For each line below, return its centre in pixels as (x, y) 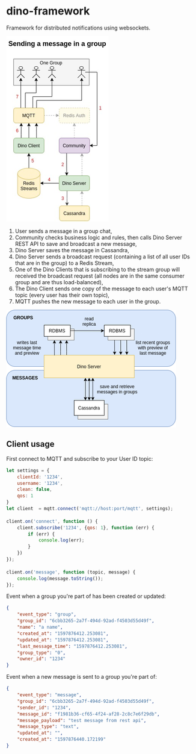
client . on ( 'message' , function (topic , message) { (71, 572)
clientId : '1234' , (40, 477)
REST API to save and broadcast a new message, (76, 244)
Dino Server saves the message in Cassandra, (72, 250)
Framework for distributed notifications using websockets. (78, 28)
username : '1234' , (40, 483)
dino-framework (48, 11)
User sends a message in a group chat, (63, 231)
